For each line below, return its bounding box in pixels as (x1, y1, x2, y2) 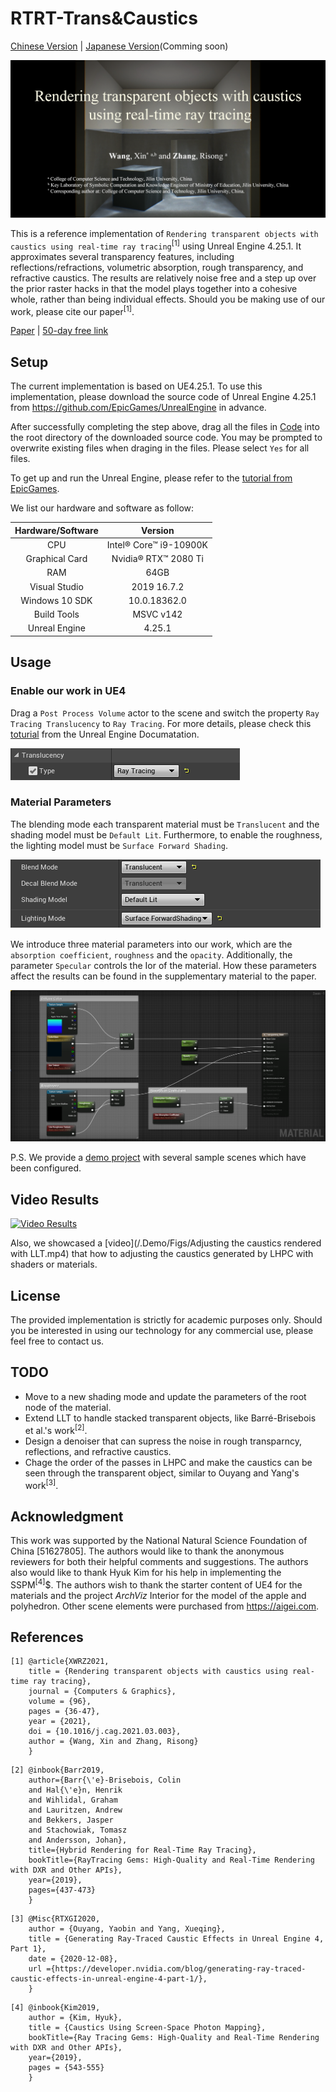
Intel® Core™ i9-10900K (106, 538, 208, 551)
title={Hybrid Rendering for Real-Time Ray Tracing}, (28, 1845, 257, 1856)
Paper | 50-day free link (10, 325, 109, 337)
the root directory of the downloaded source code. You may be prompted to (10, 432, 323, 444)
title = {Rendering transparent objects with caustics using (28, 1667, 288, 1677)
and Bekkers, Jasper (28, 1815, 114, 1826)
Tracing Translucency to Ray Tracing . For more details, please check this (10, 717, 312, 729)
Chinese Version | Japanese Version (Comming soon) (10, 40, 229, 52)
